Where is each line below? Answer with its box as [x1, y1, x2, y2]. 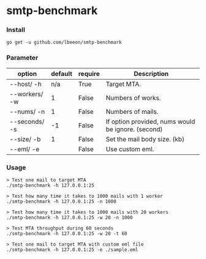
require [78, 69, 100, 78]
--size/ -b [9, 135, 41, 143]
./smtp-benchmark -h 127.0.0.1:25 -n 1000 [6, 198, 116, 205]
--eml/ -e [9, 145, 40, 153]
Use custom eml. [105, 145, 154, 153]
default [51, 69, 72, 78]
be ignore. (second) [105, 125, 163, 133]
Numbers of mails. [105, 107, 159, 116]
